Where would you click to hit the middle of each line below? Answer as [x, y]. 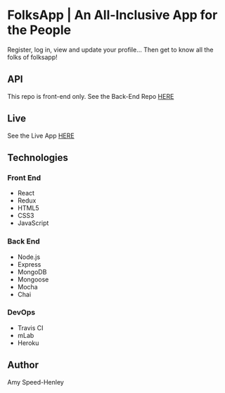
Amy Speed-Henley [36, 382]
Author [23, 365]
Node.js [29, 257]
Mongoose [33, 279]
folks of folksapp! [32, 57]
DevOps [21, 313]
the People [39, 30]
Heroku [28, 343]
